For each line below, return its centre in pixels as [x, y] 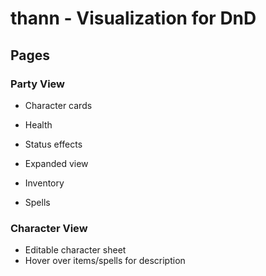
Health [38, 124]
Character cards [58, 105]
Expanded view [56, 163]
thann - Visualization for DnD [133, 18]
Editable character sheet [75, 250]
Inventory [44, 183]
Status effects [53, 144]
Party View [38, 84]
